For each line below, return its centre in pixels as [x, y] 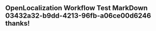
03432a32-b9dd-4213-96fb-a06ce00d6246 [78, 16]
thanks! [18, 23]
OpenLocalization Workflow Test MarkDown [76, 8]
